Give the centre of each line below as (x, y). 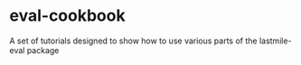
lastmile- (275, 41)
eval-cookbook (67, 16)
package (43, 50)
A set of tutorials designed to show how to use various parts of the (133, 41)
